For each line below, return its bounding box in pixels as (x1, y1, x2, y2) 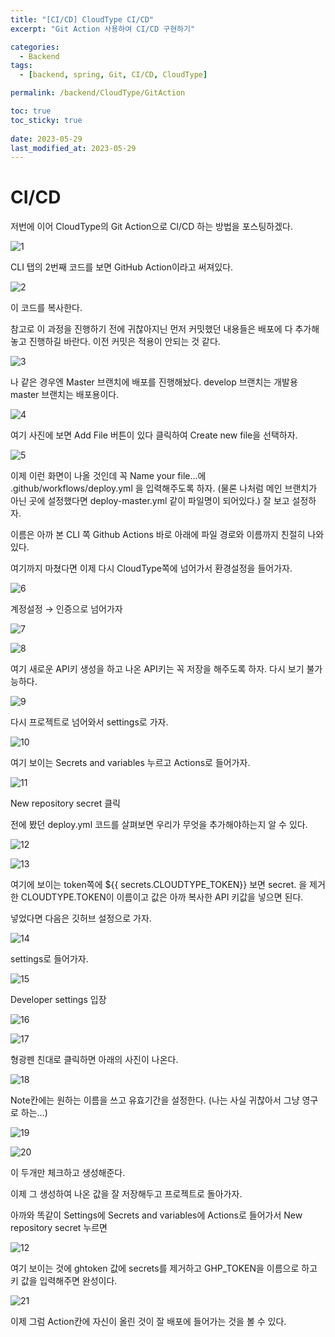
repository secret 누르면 (10, 1222, 108, 1234)
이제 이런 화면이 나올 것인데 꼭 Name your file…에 (10, 470, 207, 482)
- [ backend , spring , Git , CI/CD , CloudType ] (19, 70, 208, 80)
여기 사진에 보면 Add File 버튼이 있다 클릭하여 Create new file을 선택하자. (10, 429, 298, 441)
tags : (10, 61, 33, 71)
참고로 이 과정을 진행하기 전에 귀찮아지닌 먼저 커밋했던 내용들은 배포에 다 (10, 323, 293, 335)
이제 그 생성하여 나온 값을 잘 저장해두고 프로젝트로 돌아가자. (10, 1188, 243, 1200)
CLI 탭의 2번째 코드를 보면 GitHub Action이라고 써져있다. (10, 261, 234, 273)
